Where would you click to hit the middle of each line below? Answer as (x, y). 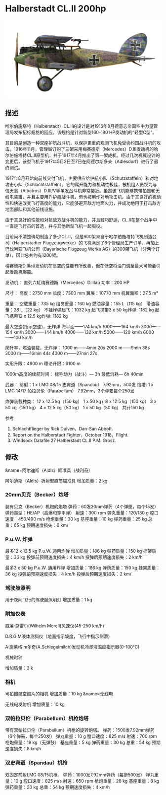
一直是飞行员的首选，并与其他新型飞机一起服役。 (55, 226)
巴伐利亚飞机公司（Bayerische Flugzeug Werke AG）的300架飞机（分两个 (80, 249)
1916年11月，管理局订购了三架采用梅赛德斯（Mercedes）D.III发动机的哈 (86, 149)
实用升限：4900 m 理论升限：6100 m (43, 363)
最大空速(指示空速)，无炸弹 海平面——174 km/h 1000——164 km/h (72, 326)
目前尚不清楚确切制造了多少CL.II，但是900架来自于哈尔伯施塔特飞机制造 (79, 236)
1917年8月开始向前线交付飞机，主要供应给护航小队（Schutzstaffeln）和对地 (82, 178)
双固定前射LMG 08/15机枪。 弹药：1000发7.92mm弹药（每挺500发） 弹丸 (80, 775)
